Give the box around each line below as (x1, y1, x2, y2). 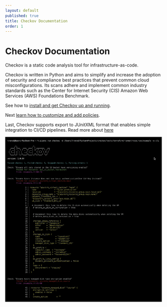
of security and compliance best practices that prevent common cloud (5, 77, 149, 83)
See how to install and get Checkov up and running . (5, 102, 111, 109)
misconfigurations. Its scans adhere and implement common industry (5, 82, 148, 88)
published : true (5, 13, 39, 18)
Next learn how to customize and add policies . (5, 112, 100, 118)
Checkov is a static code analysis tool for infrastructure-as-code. (5, 62, 139, 68)
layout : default (5, 8, 39, 13)
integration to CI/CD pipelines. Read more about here (5, 127, 114, 133)
